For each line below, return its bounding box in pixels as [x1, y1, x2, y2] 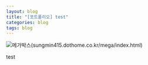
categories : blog [6, 19, 49, 25]
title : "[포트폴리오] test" [6, 14, 69, 20]
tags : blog [6, 25, 33, 31]
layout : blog [6, 8, 38, 15]
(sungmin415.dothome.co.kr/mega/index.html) [31, 42, 143, 49]
